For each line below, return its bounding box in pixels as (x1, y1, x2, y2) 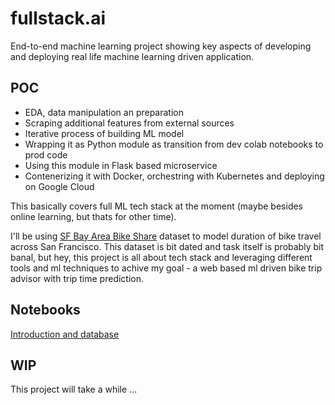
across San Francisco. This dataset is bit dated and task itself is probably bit (10, 240, 324, 252)
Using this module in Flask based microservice (24, 159, 218, 171)
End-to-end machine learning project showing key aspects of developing (10, 40, 312, 52)
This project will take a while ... (10, 383, 138, 396)
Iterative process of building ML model (24, 127, 185, 139)
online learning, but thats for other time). (10, 210, 177, 222)
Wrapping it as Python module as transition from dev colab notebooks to (24, 138, 324, 150)
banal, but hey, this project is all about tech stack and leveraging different (10, 251, 313, 263)
